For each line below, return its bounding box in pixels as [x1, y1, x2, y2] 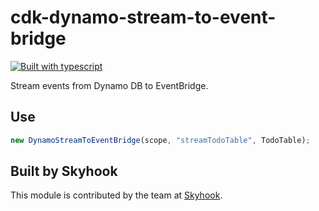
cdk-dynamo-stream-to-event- [10, 6, 277, 29]
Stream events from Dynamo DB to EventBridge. [10, 79, 209, 91]
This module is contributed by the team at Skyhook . [10, 189, 223, 201]
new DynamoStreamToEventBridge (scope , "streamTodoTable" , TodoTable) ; [10, 135, 311, 145]
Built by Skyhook [10, 163, 118, 180]
